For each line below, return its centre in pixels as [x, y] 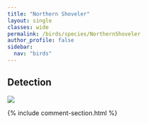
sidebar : [20, 47]
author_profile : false [41, 41]
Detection [29, 82]
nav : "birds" [33, 54]
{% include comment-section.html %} [63, 113]
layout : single [30, 21]
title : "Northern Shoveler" [49, 14]
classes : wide [28, 27]
